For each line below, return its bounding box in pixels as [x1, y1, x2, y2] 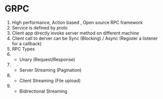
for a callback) [11, 40, 42, 46]
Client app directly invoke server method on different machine [11, 30, 140, 36]
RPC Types [11, 46, 35, 52]
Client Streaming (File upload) [19, 78, 81, 84]
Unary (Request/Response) [19, 56, 75, 62]
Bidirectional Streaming [19, 88, 68, 94]
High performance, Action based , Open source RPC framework [11, 19, 143, 25]
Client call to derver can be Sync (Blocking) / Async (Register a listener [11, 35, 158, 41]
